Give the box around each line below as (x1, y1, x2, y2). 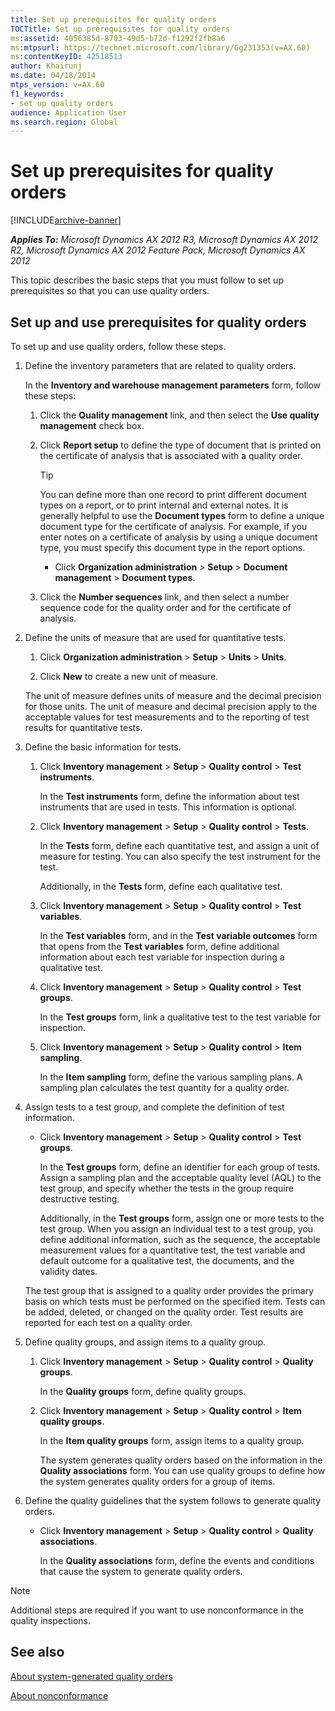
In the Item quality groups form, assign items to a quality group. (39, 1435, 305, 1446)
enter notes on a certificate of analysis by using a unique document (39, 531, 318, 543)
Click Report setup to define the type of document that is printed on (39, 439, 322, 451)
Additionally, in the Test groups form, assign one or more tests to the (39, 1212, 325, 1224)
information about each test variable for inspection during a (39, 951, 285, 963)
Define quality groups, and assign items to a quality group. (24, 1336, 267, 1348)
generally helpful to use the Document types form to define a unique (39, 510, 325, 521)
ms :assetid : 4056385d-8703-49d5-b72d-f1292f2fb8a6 (10, 33, 226, 43)
